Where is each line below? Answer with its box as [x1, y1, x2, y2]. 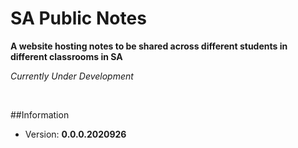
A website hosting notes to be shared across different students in [10, 40, 288, 52]
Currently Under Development [10, 70, 134, 82]
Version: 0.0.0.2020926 [24, 128, 127, 140]
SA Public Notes [10, 7, 147, 30]
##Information [10, 108, 70, 121]
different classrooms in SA [10, 50, 123, 62]
